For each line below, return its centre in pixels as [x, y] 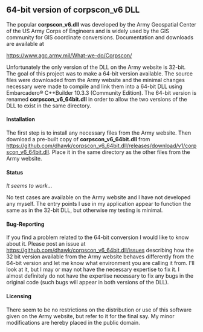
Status [15, 172]
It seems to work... [29, 186]
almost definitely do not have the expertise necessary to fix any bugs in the [100, 276]
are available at [25, 43]
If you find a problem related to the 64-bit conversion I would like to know [98, 237]
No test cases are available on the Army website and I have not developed [98, 197]
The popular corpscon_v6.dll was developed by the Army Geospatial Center [101, 24]
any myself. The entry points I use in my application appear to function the [99, 204]
